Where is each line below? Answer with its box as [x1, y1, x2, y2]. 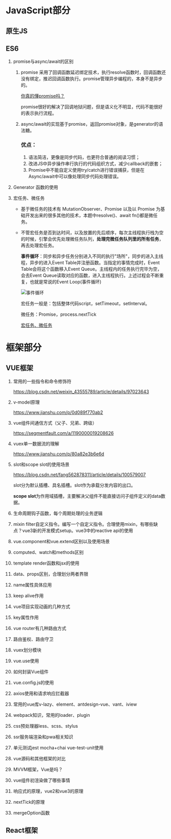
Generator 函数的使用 [13, 184, 59, 190]
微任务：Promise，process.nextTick [20, 311, 97, 317]
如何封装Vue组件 [13, 668, 49, 674]
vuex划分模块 [13, 647, 42, 653]
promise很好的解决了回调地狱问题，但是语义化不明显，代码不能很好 [20, 104, 163, 110]
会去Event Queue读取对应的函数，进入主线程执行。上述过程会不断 [20, 272, 160, 278]
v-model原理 [13, 399, 40, 405]
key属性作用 [13, 614, 39, 620]
